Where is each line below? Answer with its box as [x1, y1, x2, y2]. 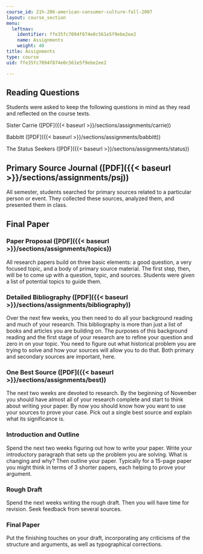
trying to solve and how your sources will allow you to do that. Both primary [6, 346, 195, 354]
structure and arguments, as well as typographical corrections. [6, 541, 163, 548]
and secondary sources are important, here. [6, 353, 116, 360]
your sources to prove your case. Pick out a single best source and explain [6, 409, 192, 416]
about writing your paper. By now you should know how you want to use [6, 402, 186, 410]
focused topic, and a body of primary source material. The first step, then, [6, 265, 191, 272]
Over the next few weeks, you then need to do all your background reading [6, 314, 193, 322]
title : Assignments [6, 49, 56, 55]
